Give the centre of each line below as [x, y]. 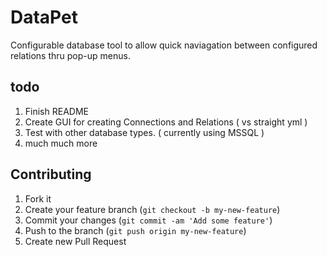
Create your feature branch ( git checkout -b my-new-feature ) [152, 209]
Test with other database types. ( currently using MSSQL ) [144, 132]
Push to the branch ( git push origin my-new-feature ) [135, 230]
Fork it [38, 198]
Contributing [51, 174]
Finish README [56, 111]
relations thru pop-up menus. [70, 55]
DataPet [44, 17]
